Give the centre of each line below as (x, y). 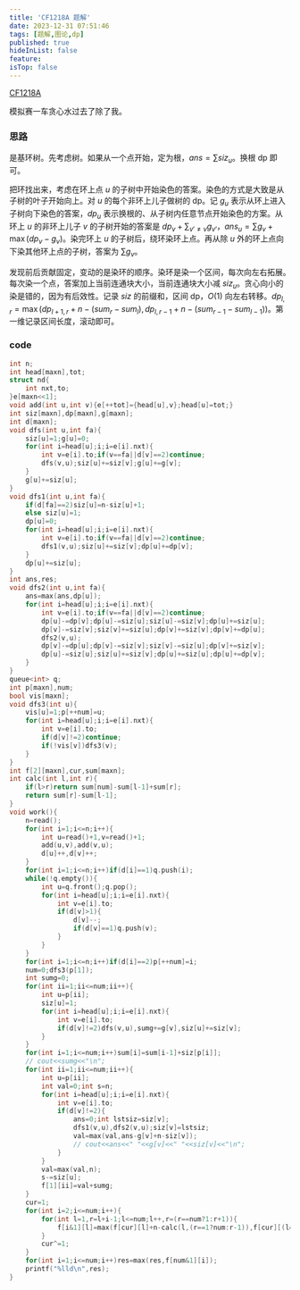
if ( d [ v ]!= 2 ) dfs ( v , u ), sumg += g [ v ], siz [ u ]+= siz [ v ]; (149, 1028)
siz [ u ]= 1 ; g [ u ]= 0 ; (58, 439)
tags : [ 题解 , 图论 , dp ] (47, 34)
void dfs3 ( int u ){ (43, 704)
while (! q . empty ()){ (62, 878)
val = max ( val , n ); (71, 1169)
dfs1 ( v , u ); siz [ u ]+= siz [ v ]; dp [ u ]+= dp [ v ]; (117, 546)
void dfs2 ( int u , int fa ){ (57, 588)
